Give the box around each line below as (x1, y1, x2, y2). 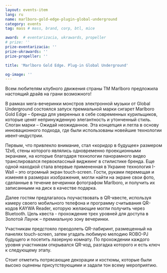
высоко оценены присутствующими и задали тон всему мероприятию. (5, 262, 157, 268)
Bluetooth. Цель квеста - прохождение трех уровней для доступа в (5, 211, 149, 217)
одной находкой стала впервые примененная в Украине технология (5, 164, 151, 170)
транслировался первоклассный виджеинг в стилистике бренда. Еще (5, 159, 155, 165)
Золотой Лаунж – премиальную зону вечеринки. (5, 216, 109, 222)
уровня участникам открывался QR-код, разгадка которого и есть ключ (5, 242, 160, 248)
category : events (5, 21, 41, 27)
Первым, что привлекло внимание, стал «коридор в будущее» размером (5, 143, 162, 149)
